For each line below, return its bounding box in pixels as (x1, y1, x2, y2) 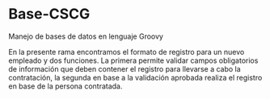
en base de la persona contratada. (8, 81, 123, 91)
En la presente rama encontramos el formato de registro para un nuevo (8, 47, 245, 56)
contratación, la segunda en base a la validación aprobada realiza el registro (8, 72, 263, 82)
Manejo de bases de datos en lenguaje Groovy (8, 31, 164, 41)
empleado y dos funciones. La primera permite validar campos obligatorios (8, 56, 259, 65)
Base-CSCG (8, 5, 91, 23)
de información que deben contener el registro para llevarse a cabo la (8, 64, 241, 73)
